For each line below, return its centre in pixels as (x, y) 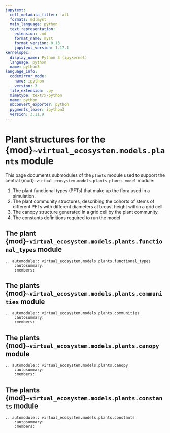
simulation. (24, 196)
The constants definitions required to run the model (66, 218)
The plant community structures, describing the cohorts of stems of (83, 201)
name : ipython (29, 81)
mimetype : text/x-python (36, 95)
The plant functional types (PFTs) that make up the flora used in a (81, 190)
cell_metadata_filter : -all (40, 15)
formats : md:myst (28, 19)
